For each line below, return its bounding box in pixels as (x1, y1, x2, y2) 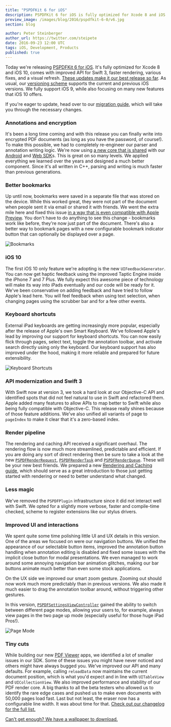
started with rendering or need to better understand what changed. (5, 473, 146, 479)
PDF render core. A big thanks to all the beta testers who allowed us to (5, 685, 154, 691)
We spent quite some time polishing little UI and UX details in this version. (5, 533, 160, 539)
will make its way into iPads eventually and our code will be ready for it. (5, 282, 155, 288)
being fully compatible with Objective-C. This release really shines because (5, 406, 164, 412)
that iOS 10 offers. (5, 91, 43, 97)
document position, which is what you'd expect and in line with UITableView (5, 674, 164, 680)
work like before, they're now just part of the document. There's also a (5, 220, 154, 226)
